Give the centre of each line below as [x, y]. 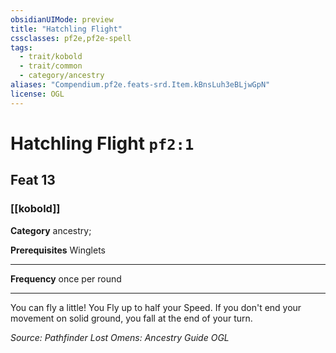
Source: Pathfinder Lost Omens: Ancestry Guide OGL [120, 337]
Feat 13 [33, 180]
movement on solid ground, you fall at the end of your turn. [131, 318]
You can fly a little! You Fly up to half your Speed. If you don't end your [156, 307]
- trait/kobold [51, 57]
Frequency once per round [66, 278]
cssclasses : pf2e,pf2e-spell [71, 38]
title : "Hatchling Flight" [66, 29]
